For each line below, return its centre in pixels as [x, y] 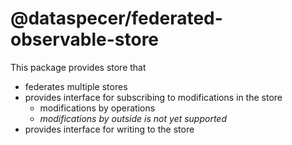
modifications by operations [97, 108]
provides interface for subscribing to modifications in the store [153, 97]
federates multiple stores [76, 86]
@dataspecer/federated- [116, 18]
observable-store [85, 39]
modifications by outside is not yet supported [133, 118]
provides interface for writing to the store [109, 129]
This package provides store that [78, 67]
